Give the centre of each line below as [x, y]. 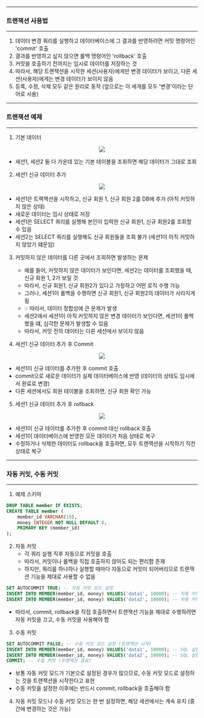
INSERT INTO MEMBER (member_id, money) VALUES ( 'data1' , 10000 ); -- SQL [97, 649]
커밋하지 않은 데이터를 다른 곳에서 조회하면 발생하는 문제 [82, 257]
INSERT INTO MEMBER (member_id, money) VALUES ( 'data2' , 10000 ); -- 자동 [98, 599]
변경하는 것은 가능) [49, 709]
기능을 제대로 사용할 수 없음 [63, 577]
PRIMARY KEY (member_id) [49, 528]
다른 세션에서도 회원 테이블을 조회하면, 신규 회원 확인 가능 [83, 391]
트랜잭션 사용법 [27, 21]
